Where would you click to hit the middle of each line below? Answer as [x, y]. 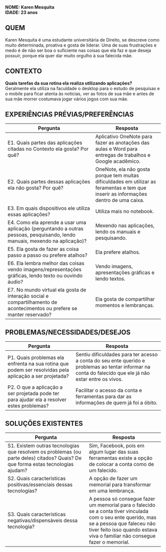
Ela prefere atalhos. [118, 252]
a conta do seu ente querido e [110, 361]
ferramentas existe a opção [121, 458]
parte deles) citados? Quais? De [45, 458]
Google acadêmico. [118, 161]
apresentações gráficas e [125, 273]
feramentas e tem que [121, 188]
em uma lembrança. [112, 491]
